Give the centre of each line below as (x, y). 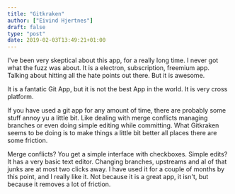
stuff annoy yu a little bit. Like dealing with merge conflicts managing (108, 118)
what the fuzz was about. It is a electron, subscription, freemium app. (109, 68)
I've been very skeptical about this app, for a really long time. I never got (113, 60)
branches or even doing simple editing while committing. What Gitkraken (113, 125)
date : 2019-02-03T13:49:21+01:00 (57, 40)
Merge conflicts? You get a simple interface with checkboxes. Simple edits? (117, 154)
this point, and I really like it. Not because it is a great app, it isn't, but (108, 177)
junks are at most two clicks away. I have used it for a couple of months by (116, 169)
